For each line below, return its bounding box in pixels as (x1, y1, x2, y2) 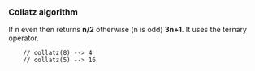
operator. (8, 33, 39, 43)
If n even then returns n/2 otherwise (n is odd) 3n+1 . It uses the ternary (8, 25, 248, 35)
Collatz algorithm (8, 6, 79, 18)
